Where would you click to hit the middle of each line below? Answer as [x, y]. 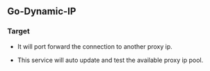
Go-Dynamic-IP [42, 11]
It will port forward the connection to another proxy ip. [95, 46]
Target [18, 31]
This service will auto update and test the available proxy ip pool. [110, 60]
